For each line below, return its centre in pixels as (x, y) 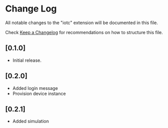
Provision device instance (39, 93)
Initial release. (27, 60)
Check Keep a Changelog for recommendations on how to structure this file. (84, 32)
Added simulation (31, 121)
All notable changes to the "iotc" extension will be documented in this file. (82, 23)
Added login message (35, 88)
